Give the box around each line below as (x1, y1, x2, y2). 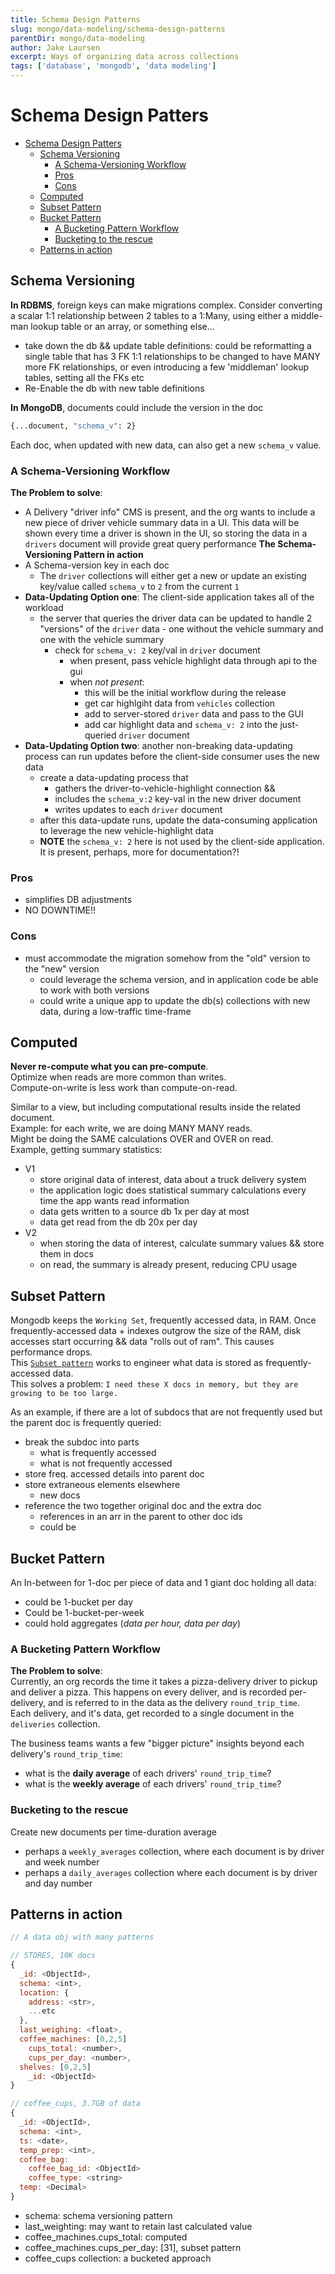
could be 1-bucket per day (24, 1596, 134, 1608)
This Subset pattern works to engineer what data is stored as (10, 1357, 264, 1369)
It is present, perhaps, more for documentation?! (39, 846, 240, 858)
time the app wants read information (39, 1195, 190, 1207)
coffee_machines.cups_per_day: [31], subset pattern (24, 2241, 242, 2253)
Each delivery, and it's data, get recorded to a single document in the (10, 1707, 295, 1720)
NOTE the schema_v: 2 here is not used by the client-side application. (39, 835, 325, 847)
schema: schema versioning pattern (24, 2209, 173, 2221)
